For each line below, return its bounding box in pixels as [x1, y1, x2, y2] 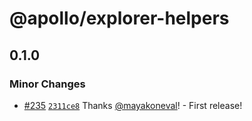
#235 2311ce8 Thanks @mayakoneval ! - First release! [23, 99, 243, 111]
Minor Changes [9, 77, 86, 91]
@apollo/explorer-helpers [9, 7, 230, 30]
